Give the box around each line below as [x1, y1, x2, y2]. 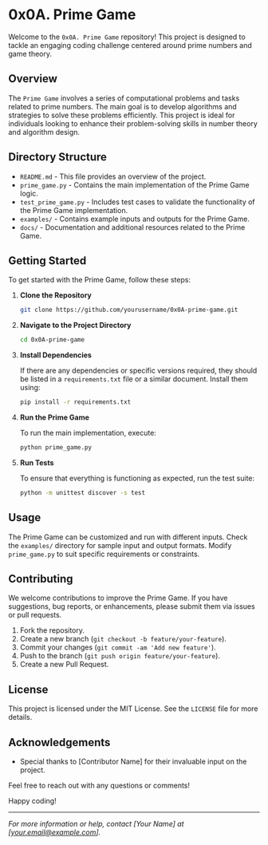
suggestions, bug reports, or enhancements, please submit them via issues [8, 602, 255, 611]
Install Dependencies [19, 350, 92, 360]
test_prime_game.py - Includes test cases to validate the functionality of [19, 197, 255, 207]
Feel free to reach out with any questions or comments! [8, 780, 190, 790]
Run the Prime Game [19, 413, 90, 422]
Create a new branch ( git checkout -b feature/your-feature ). [19, 634, 227, 644]
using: [19, 383, 41, 393]
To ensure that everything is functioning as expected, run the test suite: [19, 473, 255, 483]
